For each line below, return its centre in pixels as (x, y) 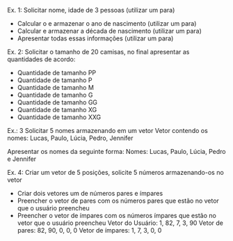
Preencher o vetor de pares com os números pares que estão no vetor (118, 201)
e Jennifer (22, 159)
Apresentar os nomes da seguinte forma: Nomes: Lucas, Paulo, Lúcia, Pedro (116, 151)
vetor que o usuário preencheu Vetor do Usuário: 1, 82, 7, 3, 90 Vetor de (120, 223)
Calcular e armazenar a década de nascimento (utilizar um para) (109, 31)
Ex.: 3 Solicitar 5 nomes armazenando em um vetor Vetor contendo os (108, 131)
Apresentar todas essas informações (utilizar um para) (95, 38)
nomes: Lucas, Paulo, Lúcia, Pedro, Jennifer (70, 138)
